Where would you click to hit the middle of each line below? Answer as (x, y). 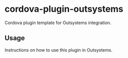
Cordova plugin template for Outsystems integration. (58, 23)
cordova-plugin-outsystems (64, 9)
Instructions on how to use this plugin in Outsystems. (59, 50)
